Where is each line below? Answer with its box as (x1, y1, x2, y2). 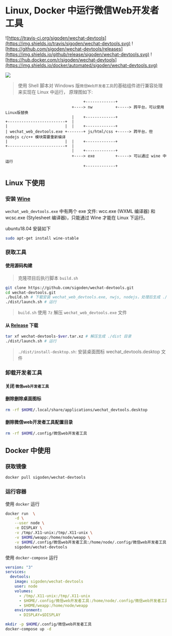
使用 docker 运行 (5, 501, 40, 507)
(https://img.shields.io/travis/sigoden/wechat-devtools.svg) (5, 40, 131, 46)
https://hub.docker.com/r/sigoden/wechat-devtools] (7, 57, 117, 63)
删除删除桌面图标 (5, 395, 41, 402)
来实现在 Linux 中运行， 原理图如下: (17, 88, 93, 95)
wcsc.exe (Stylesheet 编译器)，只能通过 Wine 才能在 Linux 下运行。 (5, 214, 148, 221)
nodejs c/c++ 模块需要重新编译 (5, 134, 66, 139)
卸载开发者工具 (5, 369, 42, 376)
